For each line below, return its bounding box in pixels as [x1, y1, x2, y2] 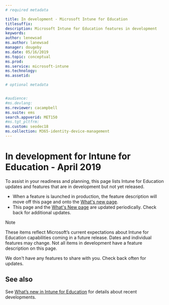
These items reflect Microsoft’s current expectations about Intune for [5, 229, 149, 235]
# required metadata [5, 7, 49, 13]
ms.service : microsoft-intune [5, 64, 69, 69]
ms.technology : [5, 68, 37, 73]
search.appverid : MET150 [5, 115, 58, 120]
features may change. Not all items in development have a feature [5, 240, 143, 246]
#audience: [5, 96, 28, 101]
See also [5, 275, 33, 284]
